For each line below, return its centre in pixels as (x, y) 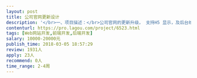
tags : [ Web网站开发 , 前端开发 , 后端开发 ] (49, 33)
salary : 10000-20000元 (33, 39)
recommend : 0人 (24, 60)
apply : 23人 (20, 55)
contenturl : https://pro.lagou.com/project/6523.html (73, 28)
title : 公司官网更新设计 (33, 17)
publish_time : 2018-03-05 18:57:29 (50, 45)
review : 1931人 (24, 50)
